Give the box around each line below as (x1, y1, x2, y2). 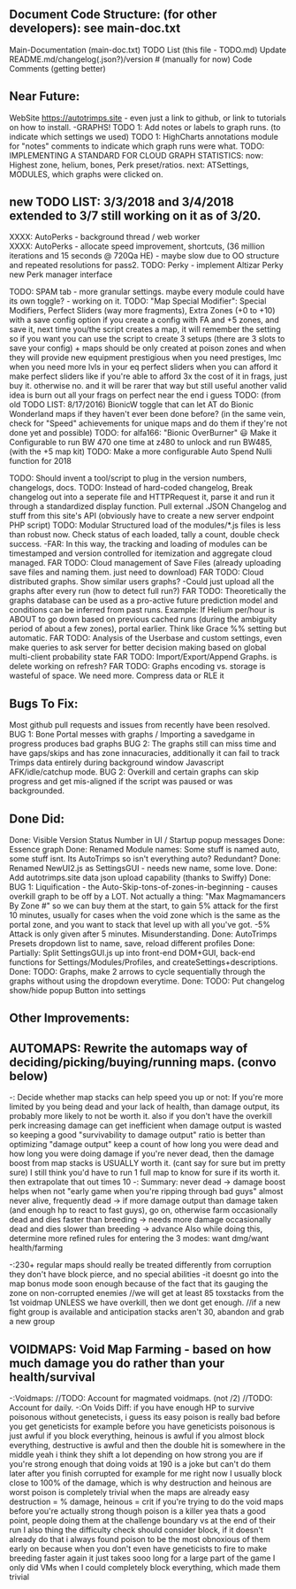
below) (9, 1068, 49, 1084)
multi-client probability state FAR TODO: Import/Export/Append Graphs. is (9, 652, 277, 662)
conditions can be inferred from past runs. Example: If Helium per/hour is (9, 605, 276, 615)
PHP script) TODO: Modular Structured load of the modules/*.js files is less (9, 520, 281, 530)
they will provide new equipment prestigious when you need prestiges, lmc (9, 352, 282, 363)
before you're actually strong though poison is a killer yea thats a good (9, 1506, 267, 1516)
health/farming (9, 1243, 64, 1253)
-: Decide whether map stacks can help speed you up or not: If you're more (9, 1092, 284, 1103)
